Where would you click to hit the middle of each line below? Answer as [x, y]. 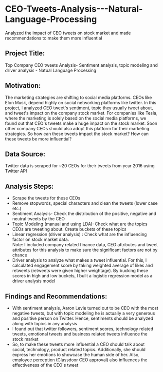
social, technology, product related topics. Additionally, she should [79, 349]
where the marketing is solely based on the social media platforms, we [76, 118]
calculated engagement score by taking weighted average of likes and [82, 265]
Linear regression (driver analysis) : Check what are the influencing [79, 235]
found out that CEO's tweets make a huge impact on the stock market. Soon [81, 123]
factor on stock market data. [40, 239]
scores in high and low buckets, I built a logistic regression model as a [82, 276]
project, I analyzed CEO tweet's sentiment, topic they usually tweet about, [79, 108]
